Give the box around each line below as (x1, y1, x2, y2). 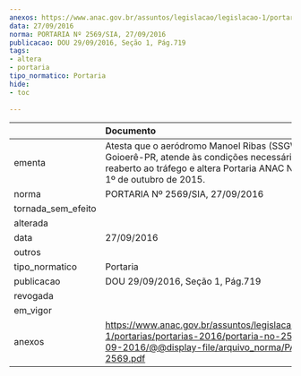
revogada (13, 290, 54, 303)
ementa (13, 157, 47, 169)
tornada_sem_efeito (13, 202, 97, 215)
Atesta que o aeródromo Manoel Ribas (105, 140, 267, 152)
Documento (105, 124, 157, 137)
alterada (13, 217, 49, 229)
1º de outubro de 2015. (105, 174, 206, 186)
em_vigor (13, 304, 52, 317)
